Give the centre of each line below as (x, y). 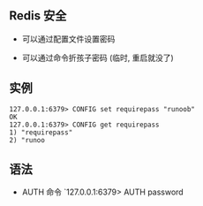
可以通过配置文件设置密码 (68, 39)
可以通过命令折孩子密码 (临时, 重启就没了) (98, 57)
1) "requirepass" (41, 132)
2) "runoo (27, 140)
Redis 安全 (38, 16)
